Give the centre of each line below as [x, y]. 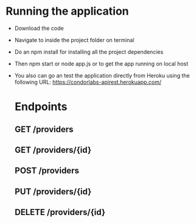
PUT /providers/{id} [53, 192]
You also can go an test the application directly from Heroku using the [102, 75]
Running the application [67, 11]
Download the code [39, 28]
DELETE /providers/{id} [60, 212]
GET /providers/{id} [53, 150]
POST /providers [47, 171]
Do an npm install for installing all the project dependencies [89, 52]
